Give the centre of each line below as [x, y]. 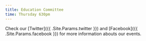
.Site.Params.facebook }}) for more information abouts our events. [73, 34]
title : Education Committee [34, 10]
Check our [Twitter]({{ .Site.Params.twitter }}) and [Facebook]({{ [71, 28]
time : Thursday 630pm [28, 14]
